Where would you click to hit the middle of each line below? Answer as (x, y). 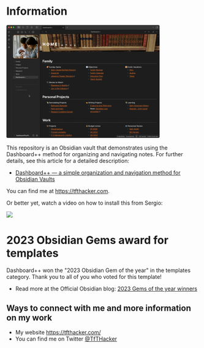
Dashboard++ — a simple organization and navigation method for (98, 173)
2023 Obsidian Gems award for (87, 240)
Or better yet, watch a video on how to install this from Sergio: (85, 203)
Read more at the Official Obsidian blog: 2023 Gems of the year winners (106, 289)
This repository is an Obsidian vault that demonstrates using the (87, 148)
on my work (29, 318)
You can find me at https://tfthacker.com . (58, 191)
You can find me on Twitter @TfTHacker (66, 339)
